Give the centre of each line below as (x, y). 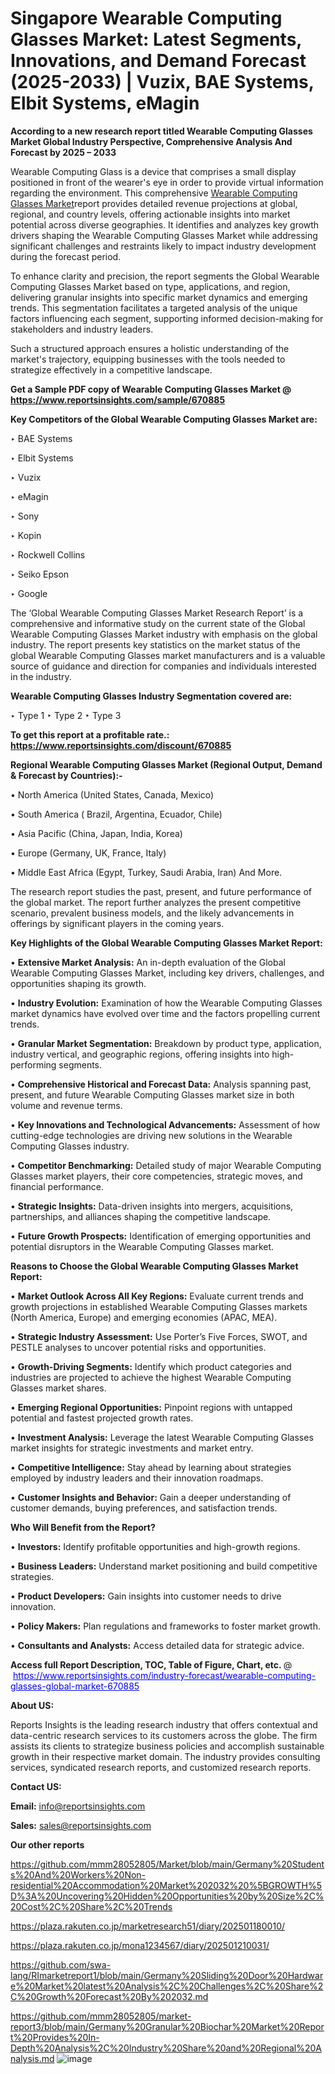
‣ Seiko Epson (40, 574)
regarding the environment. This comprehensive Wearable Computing (154, 193)
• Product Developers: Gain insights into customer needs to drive (146, 1596)
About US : (32, 1705)
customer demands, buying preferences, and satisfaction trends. (144, 1508)
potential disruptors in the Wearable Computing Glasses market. (142, 1246)
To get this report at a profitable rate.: (90, 734)
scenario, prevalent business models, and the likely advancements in (152, 913)
